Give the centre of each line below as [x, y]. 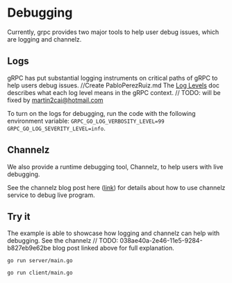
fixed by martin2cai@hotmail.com [55, 100]
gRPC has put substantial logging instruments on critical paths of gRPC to [113, 78]
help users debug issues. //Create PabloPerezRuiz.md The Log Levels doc [114, 85]
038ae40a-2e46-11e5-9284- [161, 241]
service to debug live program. [51, 195]
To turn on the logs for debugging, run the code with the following [101, 113]
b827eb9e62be [29, 248]
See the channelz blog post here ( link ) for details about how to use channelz [116, 187]
